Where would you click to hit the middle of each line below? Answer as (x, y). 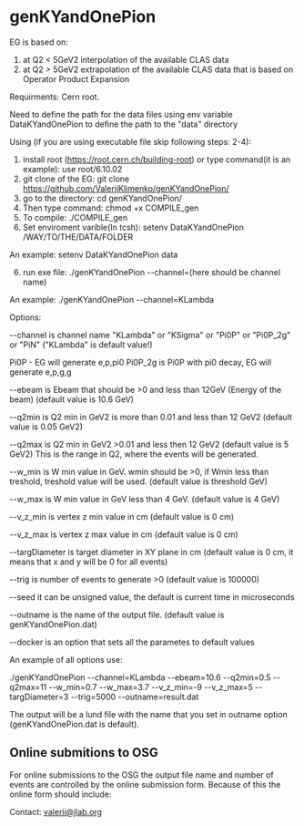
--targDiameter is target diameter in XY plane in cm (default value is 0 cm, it (152, 552)
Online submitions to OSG (84, 753)
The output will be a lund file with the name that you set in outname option (149, 714)
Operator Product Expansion (76, 78)
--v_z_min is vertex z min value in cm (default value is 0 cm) (122, 516)
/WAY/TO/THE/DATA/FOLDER (78, 237)
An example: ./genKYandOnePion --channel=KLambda (112, 299)
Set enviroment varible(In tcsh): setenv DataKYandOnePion (133, 227)
